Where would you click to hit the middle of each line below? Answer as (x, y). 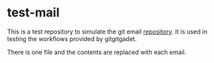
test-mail (34, 13)
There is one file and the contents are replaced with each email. (97, 52)
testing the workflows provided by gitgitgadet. (72, 38)
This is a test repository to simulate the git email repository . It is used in (107, 32)
